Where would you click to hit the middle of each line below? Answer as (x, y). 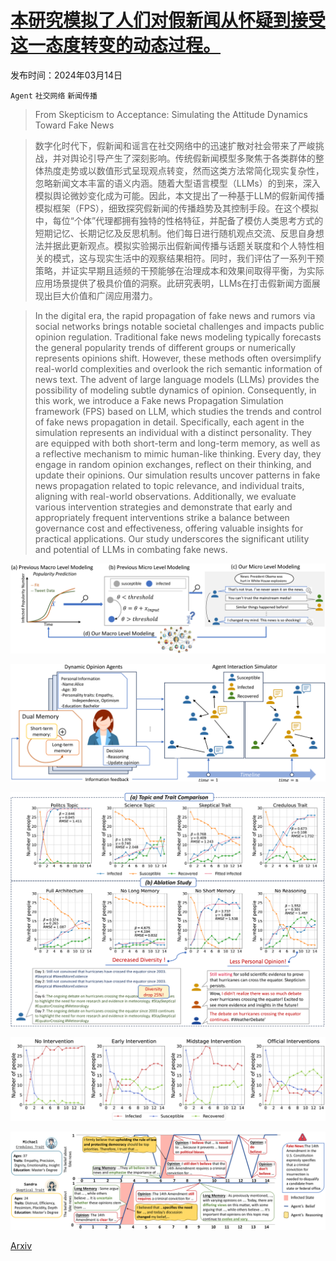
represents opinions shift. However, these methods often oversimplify (178, 358)
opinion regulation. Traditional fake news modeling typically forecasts (178, 337)
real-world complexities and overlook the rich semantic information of (178, 368)
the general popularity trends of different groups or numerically (165, 347)
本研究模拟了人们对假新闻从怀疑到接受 (168, 20)
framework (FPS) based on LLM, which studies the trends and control (178, 411)
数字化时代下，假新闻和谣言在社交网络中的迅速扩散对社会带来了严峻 (175, 145)
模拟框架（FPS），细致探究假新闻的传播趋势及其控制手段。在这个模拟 (176, 208)
